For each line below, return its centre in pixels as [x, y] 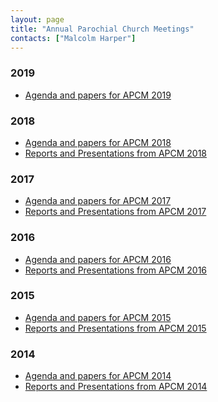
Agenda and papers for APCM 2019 [98, 95]
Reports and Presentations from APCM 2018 [116, 153]
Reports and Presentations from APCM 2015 [115, 328]
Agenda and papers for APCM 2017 [98, 201]
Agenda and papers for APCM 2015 [98, 317]
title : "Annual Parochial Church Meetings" [102, 29]
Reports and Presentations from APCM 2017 [115, 212]
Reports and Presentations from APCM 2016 [116, 270]
